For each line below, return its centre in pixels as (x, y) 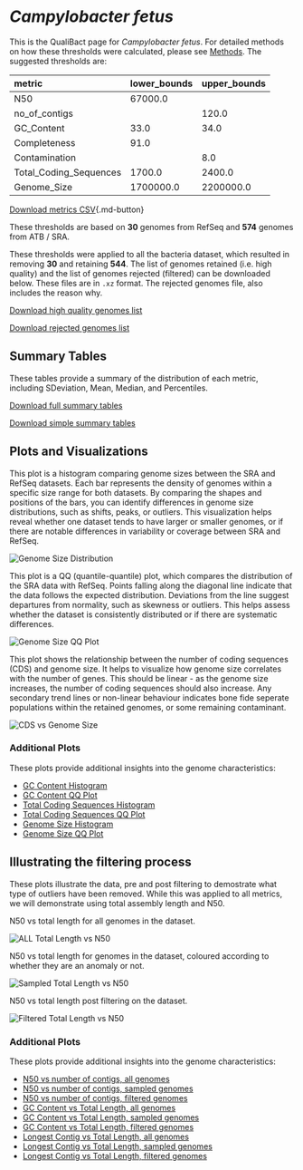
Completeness (45, 142)
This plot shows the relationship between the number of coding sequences (149, 659)
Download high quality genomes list (76, 310)
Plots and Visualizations (79, 452)
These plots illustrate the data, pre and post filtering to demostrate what (143, 884)
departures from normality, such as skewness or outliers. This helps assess (150, 604)
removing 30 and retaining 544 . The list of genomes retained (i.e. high (141, 264)
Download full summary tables (66, 405)
